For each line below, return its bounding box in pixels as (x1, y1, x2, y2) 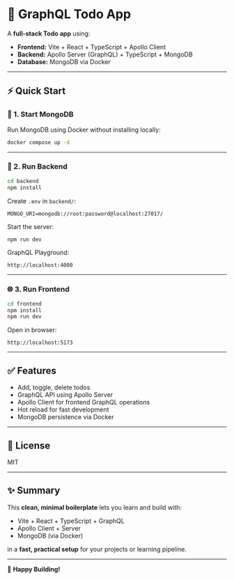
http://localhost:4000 (7, 262, 73, 269)
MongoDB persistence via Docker (17, 413, 114, 421)
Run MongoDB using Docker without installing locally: (7, 125, 162, 134)
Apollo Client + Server (17, 524, 81, 532)
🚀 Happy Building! (7, 565, 61, 573)
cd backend (7, 178, 39, 185)
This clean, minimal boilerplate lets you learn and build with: (7, 503, 182, 511)
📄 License (7, 439, 51, 451)
